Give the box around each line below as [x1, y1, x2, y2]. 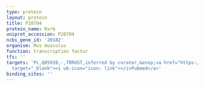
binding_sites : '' [6, 71, 53, 77]
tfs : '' [6, 54, 26, 60]
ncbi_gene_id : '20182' [6, 37, 64, 43]
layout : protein [6, 15, 47, 21]
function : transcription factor [6, 48, 88, 55]
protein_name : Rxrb [6, 25, 56, 32]
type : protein [6, 8, 42, 15]
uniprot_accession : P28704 [6, 31, 75, 38]
